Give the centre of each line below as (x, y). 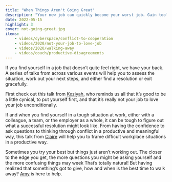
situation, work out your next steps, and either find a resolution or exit (79, 78)
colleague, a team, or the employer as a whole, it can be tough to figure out (84, 120)
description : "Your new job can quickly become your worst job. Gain (81, 15)
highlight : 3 (19, 24)
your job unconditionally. (31, 105)
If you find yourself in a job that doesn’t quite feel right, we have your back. (84, 68)
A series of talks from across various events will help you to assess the (80, 73)
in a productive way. (27, 142)
